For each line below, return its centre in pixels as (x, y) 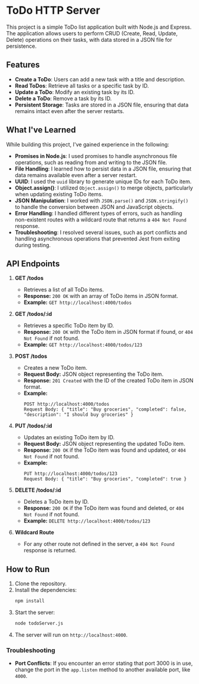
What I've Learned (41, 130)
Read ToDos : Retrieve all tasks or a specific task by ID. (82, 86)
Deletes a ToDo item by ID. (56, 502)
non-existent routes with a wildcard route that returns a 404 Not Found (100, 220)
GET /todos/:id (33, 314)
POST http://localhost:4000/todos (66, 405)
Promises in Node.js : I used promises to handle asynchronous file (96, 156)
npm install (29, 601)
